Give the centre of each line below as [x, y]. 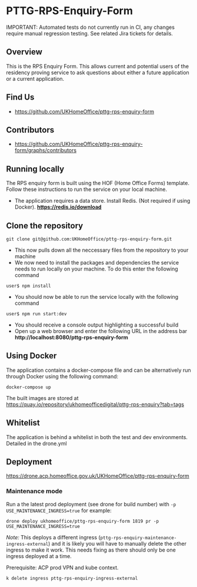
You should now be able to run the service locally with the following [96, 297]
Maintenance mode [34, 492]
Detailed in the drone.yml [36, 443]
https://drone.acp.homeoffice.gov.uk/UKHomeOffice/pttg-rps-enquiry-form [98, 476]
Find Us [20, 98]
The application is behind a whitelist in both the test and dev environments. [97, 437]
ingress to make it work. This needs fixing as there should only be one [91, 550]
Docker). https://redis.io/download [58, 207]
